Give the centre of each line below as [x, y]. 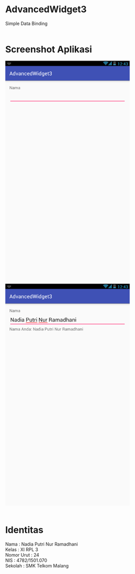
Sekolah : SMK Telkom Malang [37, 565]
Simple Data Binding [26, 23]
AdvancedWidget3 [46, 9]
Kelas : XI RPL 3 [22, 549]
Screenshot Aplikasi [49, 50]
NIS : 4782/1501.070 [26, 560]
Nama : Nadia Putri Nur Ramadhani [42, 544]
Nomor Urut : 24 [22, 555]
